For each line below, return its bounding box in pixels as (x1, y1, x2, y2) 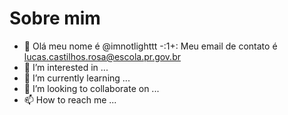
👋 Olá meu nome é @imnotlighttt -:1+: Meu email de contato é (23, 40, 278, 52)
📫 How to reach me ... (23, 93, 117, 106)
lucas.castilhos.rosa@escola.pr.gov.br (23, 50, 181, 62)
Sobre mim (9, 7, 101, 30)
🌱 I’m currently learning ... (23, 72, 131, 84)
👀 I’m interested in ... (23, 61, 109, 73)
